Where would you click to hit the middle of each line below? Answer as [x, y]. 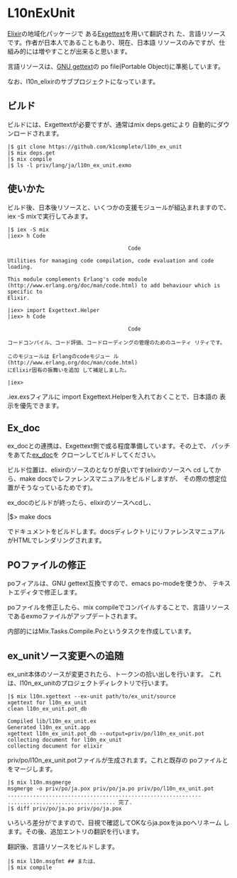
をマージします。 [32, 769]
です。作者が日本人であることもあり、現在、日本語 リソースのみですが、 [113, 42]
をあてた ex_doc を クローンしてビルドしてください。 [83, 455]
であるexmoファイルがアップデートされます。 [74, 616]
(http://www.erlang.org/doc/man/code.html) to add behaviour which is [114, 285]
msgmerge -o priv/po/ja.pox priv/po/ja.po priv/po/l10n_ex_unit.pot [111, 789]
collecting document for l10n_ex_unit [65, 740]
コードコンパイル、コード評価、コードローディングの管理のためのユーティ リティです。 [116, 343]
